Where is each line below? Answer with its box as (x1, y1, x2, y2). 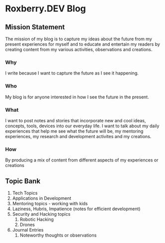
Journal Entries (12, 227, 44, 233)
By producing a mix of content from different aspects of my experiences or (5, 157, 159, 163)
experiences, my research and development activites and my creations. (5, 133, 152, 139)
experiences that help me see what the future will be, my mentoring (5, 128, 144, 134)
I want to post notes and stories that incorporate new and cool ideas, (5, 117, 146, 123)
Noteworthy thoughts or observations (19, 232, 97, 238)
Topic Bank (5, 177, 41, 185)
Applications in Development (12, 195, 72, 201)
